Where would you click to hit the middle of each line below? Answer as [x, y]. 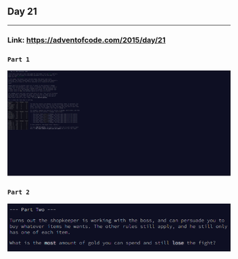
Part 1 [19, 59]
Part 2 [19, 192]
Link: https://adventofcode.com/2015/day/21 [86, 40]
